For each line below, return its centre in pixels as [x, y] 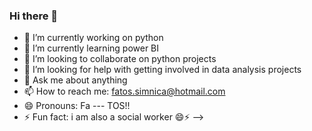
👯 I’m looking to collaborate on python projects [120, 59]
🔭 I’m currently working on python [93, 38]
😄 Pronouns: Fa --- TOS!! [77, 106]
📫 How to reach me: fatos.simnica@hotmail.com [124, 91]
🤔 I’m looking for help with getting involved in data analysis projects [162, 70]
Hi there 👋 [34, 16]
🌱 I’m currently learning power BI [91, 48]
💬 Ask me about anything [75, 80]
